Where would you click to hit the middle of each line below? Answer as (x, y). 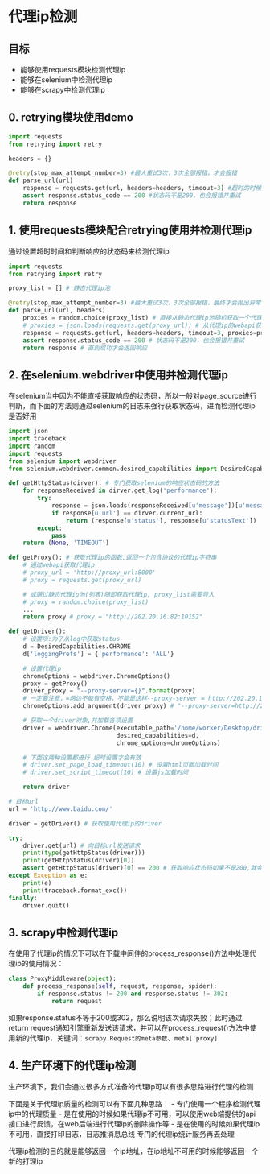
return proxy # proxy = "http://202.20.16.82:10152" (113, 617)
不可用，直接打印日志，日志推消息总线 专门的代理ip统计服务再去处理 (121, 1134)
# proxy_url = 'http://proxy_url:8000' (90, 573)
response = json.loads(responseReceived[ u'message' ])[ (145, 506)
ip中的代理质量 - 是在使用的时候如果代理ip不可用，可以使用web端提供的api (132, 1114)
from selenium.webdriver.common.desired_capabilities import (113, 469)
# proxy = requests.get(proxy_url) (82, 580)
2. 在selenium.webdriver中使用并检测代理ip (119, 375)
